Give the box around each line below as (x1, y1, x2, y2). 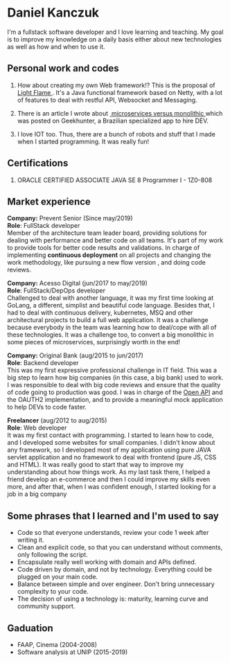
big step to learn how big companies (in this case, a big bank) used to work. (7, 373, 224, 382)
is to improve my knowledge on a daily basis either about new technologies (7, 35, 222, 43)
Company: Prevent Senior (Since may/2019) (7, 214, 133, 222)
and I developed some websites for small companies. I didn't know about (7, 439, 215, 447)
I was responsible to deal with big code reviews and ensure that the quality (7, 381, 221, 389)
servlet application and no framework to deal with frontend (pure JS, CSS (7, 453, 217, 461)
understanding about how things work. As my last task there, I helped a (7, 468, 211, 476)
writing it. (17, 536, 44, 545)
